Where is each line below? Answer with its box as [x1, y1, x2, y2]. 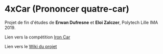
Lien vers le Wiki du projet [4, 43, 57, 49]
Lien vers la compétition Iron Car [4, 34, 70, 40]
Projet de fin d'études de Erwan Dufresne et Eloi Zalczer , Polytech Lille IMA [4, 19, 158, 25]
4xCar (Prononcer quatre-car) [4, 3, 130, 15]
